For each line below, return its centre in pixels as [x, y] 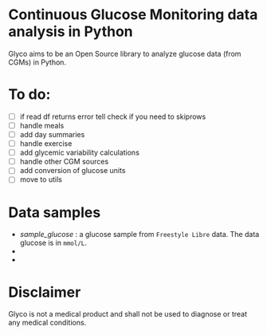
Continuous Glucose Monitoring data [133, 15]
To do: [29, 95]
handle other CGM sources [64, 162]
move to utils [41, 179]
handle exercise [46, 144]
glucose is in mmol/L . [53, 243]
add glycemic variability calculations [79, 152]
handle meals [42, 125]
